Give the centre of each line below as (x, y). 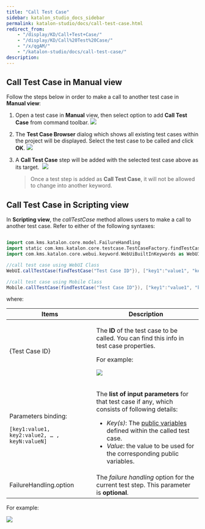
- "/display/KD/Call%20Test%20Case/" (65, 40)
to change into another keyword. (71, 186)
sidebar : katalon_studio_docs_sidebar (56, 18)
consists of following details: (137, 409)
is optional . (113, 493)
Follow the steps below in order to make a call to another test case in (92, 97)
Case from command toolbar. (52, 122)
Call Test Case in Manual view (64, 82)
